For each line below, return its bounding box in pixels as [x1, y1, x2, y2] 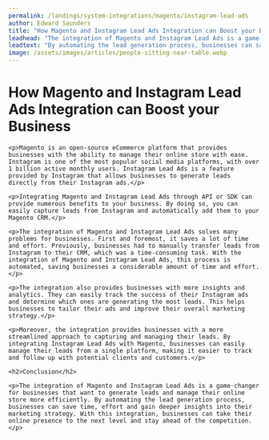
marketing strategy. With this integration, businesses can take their [8, 410, 252, 418]
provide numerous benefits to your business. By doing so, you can [8, 199, 239, 208]
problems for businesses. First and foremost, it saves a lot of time [8, 234, 249, 242]
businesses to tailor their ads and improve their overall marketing [8, 305, 246, 313]
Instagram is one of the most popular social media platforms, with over [8, 158, 260, 166]
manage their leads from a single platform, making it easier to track [8, 346, 252, 354]
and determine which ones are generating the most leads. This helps [8, 298, 246, 306]
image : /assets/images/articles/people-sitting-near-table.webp [8, 49, 227, 57]
